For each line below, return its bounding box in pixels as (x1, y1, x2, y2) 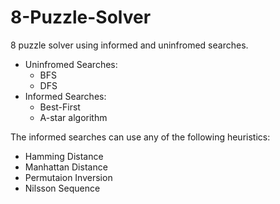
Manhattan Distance (24, 161, 108, 173)
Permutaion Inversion (24, 171, 113, 183)
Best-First (39, 101, 81, 113)
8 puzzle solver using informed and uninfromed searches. (10, 39, 249, 51)
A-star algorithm (39, 111, 108, 123)
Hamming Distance (24, 150, 104, 162)
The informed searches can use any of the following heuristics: (10, 131, 271, 143)
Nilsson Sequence (24, 182, 101, 194)
